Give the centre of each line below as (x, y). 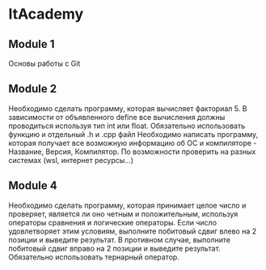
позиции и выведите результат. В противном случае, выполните (119, 239)
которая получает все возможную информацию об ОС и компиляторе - (133, 143)
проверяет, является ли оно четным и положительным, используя (123, 214)
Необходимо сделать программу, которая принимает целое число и (127, 205)
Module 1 (32, 44)
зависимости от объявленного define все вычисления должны (117, 117)
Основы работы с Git (44, 63)
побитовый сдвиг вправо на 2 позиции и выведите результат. (114, 248)
